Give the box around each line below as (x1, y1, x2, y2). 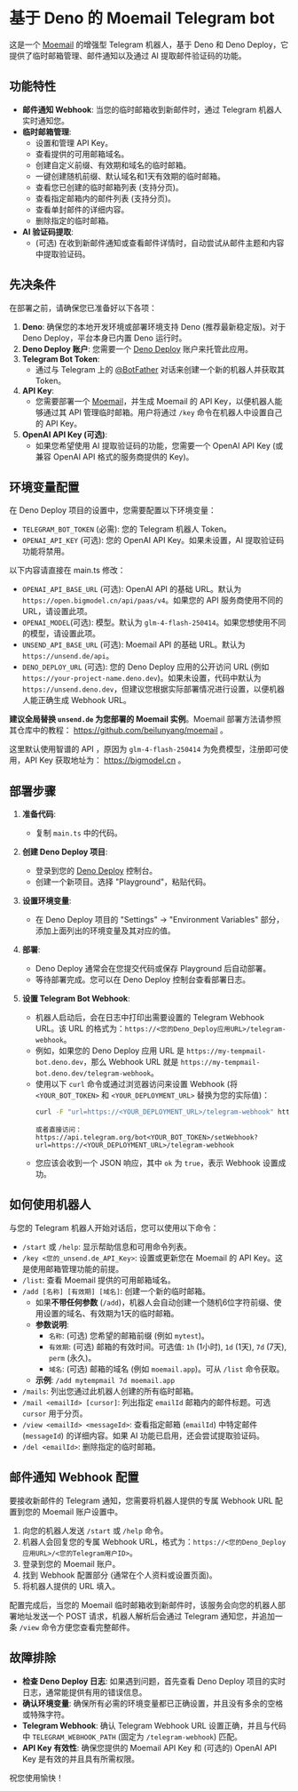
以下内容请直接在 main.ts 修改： (9, 565, 126, 576)
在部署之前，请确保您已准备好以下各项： (9, 302, 157, 313)
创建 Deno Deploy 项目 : (21, 846, 108, 858)
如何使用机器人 (9, 1197, 91, 1212)
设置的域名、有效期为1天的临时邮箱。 (43, 1307, 179, 1318)
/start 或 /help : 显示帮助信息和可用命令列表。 (21, 1241, 192, 1251)
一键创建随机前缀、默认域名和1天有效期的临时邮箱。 (35, 171, 226, 181)
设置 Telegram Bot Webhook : (21, 993, 130, 1004)
